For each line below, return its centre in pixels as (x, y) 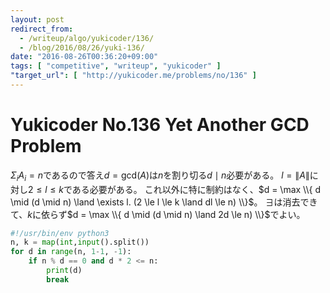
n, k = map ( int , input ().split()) (80, 242)
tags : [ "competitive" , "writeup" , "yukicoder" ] (116, 66)
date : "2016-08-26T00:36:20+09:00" (84, 57)
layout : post (37, 19)
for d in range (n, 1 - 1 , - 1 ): (71, 252)
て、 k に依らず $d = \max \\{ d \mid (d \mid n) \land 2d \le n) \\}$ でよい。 (158, 214)
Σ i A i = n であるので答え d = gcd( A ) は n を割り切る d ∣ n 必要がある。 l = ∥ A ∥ (160, 176)
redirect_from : (42, 29)
